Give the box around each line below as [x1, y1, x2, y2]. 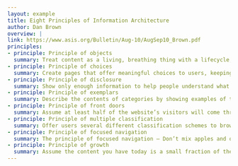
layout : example [7, 10, 55, 18]
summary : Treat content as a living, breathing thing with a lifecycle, [13, 57, 233, 64]
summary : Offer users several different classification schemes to [13, 121, 217, 129]
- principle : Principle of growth [7, 142, 110, 149]
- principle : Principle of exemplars [7, 89, 119, 96]
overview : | [7, 30, 42, 37]
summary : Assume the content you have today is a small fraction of [13, 148, 220, 155]
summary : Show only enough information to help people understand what [13, 83, 230, 90]
